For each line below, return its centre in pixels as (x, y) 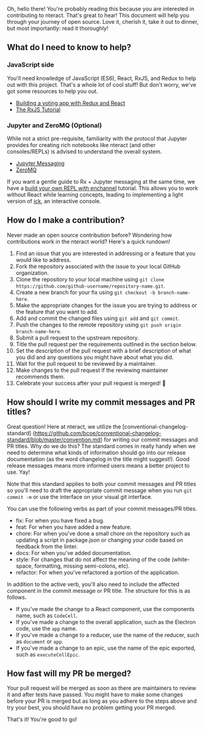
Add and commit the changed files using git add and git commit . (98, 318)
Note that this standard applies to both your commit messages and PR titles (102, 484)
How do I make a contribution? (66, 220)
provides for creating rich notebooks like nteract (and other (81, 145)
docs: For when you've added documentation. (74, 553)
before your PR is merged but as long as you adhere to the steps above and (102, 701)
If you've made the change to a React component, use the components (105, 609)
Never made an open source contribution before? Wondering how (90, 235)
